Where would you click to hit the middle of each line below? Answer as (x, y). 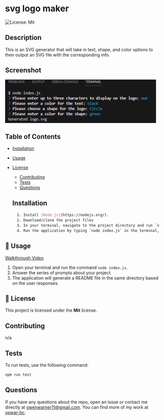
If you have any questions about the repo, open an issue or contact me (76, 402)
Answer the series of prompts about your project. (62, 273)
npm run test (18, 375)
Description (23, 38)
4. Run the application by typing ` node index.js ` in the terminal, (88, 230)
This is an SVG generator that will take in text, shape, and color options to (79, 49)
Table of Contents (33, 137)
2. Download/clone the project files (55, 220)
